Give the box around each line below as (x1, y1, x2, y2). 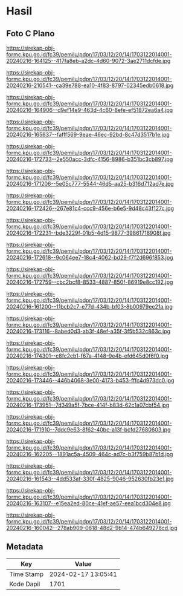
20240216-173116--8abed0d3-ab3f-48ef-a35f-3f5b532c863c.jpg (6, 328, 171, 335)
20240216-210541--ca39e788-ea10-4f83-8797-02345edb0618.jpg (6, 82, 174, 89)
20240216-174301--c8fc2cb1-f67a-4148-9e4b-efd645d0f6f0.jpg (6, 352, 169, 359)
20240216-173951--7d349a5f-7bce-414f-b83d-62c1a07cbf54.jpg (6, 401, 170, 408)
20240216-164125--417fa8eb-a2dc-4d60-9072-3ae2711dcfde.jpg (6, 57, 171, 64)
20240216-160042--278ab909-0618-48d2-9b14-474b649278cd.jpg (6, 525, 178, 531)
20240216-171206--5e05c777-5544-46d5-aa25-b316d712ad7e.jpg (6, 180, 174, 187)
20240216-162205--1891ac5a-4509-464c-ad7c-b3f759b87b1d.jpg (6, 451, 173, 457)
